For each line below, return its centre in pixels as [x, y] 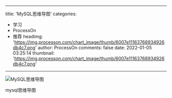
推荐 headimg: [28, 36]
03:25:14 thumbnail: [34, 53]
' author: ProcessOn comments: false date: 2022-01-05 [93, 47]
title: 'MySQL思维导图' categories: [41, 14]
